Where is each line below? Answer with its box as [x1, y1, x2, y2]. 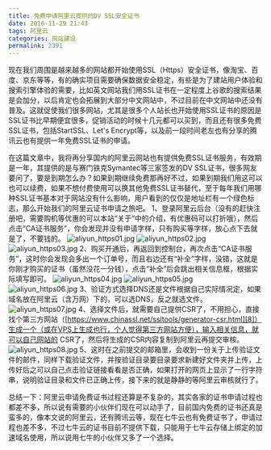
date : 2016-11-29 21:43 [8, 19, 89, 27]
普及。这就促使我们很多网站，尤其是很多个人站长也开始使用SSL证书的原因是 [8, 106, 262, 116]
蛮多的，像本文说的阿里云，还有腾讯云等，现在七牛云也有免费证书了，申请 [8, 413, 256, 423]
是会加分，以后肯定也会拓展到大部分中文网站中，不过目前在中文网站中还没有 [8, 95, 263, 105]
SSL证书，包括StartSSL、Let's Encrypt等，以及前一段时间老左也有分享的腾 [8, 126, 257, 136]
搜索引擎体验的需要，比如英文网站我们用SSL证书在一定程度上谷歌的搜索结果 [8, 86, 262, 95]
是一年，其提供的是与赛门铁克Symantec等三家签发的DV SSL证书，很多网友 [8, 163, 257, 173]
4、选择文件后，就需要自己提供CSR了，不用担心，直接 [77, 305, 260, 314]
